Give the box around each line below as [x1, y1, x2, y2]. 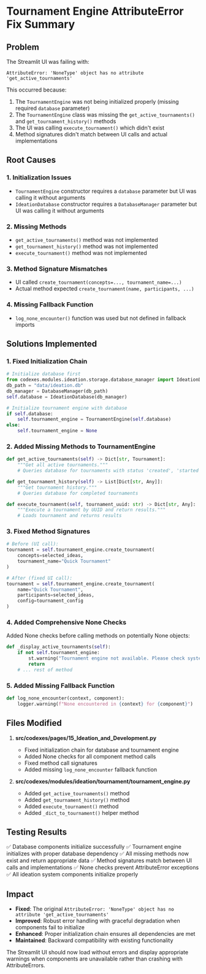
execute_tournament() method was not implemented [15, 249, 147, 256]
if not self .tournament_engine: [17, 650, 100, 656]
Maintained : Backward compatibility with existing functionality [15, 937, 174, 944]
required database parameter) [15, 104, 90, 112]
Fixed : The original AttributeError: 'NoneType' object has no [15, 905, 175, 913]
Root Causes [6, 155, 56, 165]
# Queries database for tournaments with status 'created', [17, 468, 174, 474]
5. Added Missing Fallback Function [6, 681, 115, 690]
